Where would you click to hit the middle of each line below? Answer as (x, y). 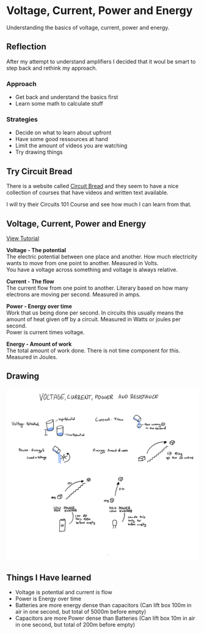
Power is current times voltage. (46, 332)
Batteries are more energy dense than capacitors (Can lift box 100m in (103, 605)
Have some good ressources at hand (62, 139)
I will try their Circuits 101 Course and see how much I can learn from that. (99, 205)
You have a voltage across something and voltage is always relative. (92, 269)
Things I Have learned (49, 578)
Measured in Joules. (32, 357)
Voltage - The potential (36, 250)
